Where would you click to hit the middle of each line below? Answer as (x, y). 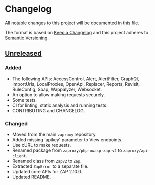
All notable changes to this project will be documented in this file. (72, 23)
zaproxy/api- (137, 151)
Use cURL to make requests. (42, 145)
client (19, 156)
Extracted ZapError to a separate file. (50, 166)
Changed (17, 123)
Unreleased (24, 53)
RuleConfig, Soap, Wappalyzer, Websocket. (57, 89)
